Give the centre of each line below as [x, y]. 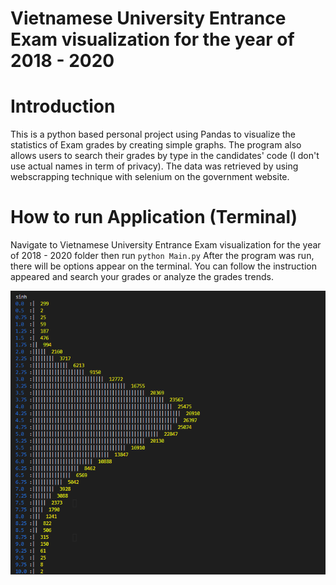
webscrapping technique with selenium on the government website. [150, 177]
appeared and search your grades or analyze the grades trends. [142, 277]
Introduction [63, 106]
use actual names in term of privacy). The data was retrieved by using [154, 166]
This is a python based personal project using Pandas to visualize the [153, 134]
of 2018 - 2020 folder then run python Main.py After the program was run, [162, 256]
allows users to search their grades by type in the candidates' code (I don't [165, 156]
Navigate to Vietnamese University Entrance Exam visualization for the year [166, 245]
